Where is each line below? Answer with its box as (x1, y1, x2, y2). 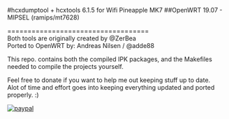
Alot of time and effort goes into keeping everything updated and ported (7, 84, 215, 91)
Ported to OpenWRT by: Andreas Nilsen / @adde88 (7, 42, 155, 49)
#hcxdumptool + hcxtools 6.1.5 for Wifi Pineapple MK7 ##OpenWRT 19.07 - (7, 6, 223, 14)
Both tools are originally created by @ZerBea (7, 34, 136, 42)
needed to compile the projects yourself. (7, 63, 124, 70)
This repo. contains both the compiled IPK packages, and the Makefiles (7, 55, 213, 63)
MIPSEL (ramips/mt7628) (7, 13, 80, 22)
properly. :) (7, 90, 40, 99)
